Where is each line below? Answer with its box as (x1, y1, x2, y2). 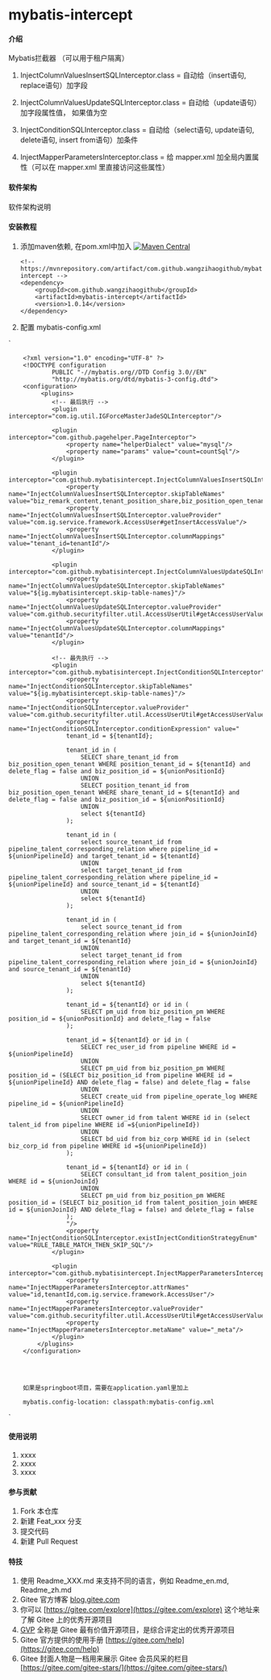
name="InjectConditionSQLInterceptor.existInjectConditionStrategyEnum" (8, 1234, 258, 1242)
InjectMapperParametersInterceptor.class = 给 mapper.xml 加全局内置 (19, 152, 252, 162)
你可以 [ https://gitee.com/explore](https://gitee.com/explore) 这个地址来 (19, 1605, 261, 1615)
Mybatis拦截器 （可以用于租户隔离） (8, 53, 129, 63)
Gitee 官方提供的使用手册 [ (19, 1635, 109, 1645)
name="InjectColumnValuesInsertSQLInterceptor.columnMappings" (8, 532, 226, 541)
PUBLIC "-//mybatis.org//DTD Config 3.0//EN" (51, 368, 207, 377)
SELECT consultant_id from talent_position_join (80, 1170, 248, 1178)
